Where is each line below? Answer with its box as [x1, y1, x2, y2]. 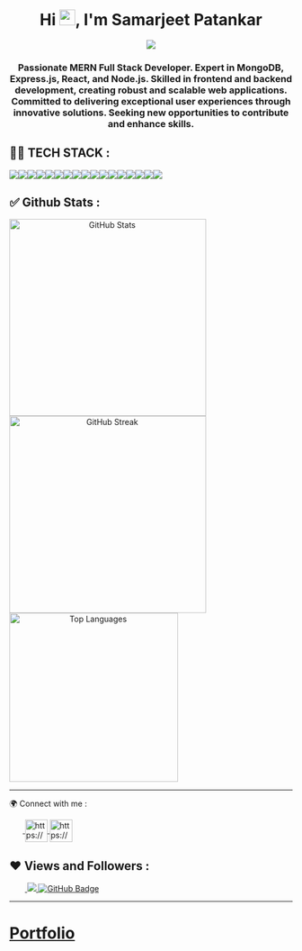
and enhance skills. [107, 117, 195, 130]
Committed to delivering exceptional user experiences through [11, 95, 291, 107]
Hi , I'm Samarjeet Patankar [40, 10, 262, 31]
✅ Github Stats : [9, 195, 101, 211]
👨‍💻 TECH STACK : [9, 145, 111, 161]
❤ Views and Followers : [9, 858, 150, 874]
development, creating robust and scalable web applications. [14, 84, 288, 96]
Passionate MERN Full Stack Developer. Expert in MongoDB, [17, 61, 285, 74]
